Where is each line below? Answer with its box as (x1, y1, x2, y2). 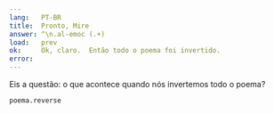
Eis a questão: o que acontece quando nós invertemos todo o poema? (9, 79, 266, 89)
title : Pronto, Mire (9, 21, 90, 30)
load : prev (9, 37, 58, 47)
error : (9, 54, 34, 63)
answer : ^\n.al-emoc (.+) (9, 29, 105, 38)
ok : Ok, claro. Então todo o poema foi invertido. (9, 46, 221, 55)
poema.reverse (9, 96, 62, 105)
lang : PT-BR (9, 12, 62, 22)
